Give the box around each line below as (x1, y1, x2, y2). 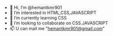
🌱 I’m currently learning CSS (9, 15, 67, 20)
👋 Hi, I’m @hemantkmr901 (9, 5, 62, 10)
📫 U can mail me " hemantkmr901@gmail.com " (9, 26, 105, 31)
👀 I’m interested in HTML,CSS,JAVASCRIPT (9, 10, 97, 16)
